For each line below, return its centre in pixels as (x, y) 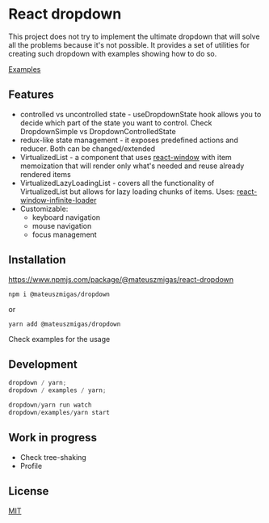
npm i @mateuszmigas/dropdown (59, 294)
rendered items (45, 174)
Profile (31, 466)
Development (43, 364)
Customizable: (44, 209)
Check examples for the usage (59, 339)
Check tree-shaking (53, 457)
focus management (64, 234)
